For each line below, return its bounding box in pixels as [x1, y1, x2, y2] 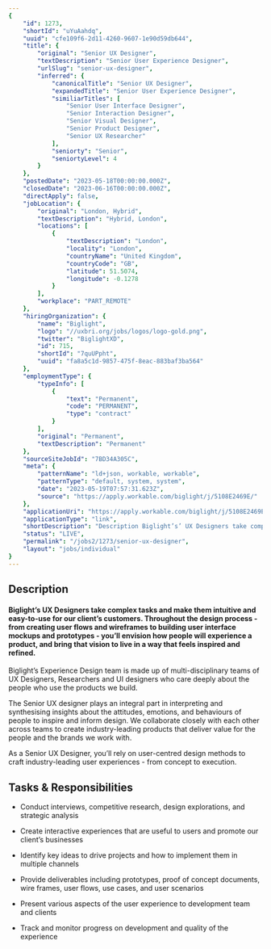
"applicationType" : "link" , [23, 514, 117, 523]
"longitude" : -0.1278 [65, 275, 139, 283]
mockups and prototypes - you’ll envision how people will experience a [8, 631, 252, 640]
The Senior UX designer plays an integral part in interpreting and [8, 699, 223, 708]
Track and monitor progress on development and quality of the [19, 923, 229, 933]
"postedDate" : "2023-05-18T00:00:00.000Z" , [23, 177, 172, 186]
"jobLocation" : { [23, 199, 81, 208]
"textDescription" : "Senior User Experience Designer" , [37, 57, 229, 65]
